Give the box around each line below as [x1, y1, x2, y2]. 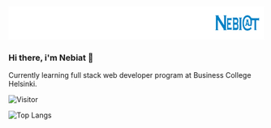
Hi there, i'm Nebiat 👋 [8, 52, 94, 63]
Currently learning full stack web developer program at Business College [8, 70, 252, 79]
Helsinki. [8, 79, 38, 88]
